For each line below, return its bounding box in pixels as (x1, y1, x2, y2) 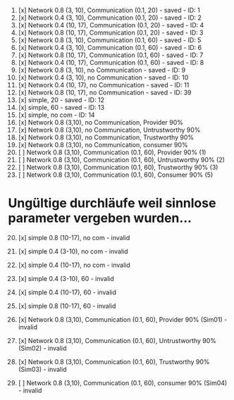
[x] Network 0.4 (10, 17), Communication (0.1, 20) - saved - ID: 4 (18, 21, 204, 29)
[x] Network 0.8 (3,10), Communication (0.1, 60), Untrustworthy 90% (18, 336, 217, 344)
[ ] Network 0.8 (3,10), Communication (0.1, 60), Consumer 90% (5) (18, 170, 214, 179)
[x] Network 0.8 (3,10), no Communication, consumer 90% (18, 141, 188, 149)
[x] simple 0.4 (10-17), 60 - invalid (18, 288, 117, 296)
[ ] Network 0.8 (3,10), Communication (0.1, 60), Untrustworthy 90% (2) (18, 156, 225, 164)
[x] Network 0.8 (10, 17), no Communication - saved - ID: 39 (18, 88, 192, 96)
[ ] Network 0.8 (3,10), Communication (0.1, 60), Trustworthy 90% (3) (18, 163, 218, 171)
